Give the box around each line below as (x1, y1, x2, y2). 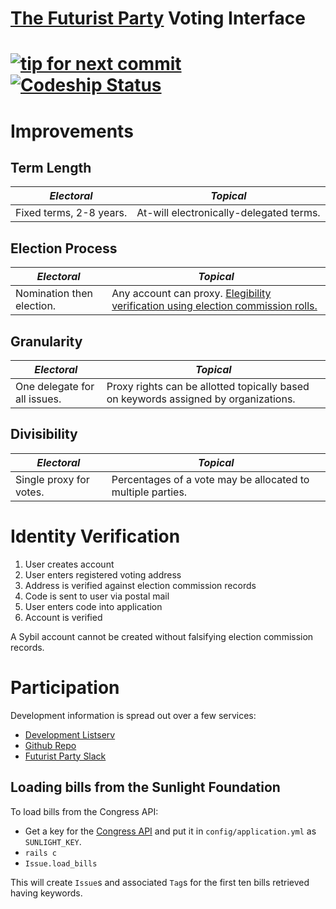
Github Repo (24, 739, 77, 751)
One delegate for (15, 380, 95, 393)
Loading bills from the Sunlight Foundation (10, 779, 281, 796)
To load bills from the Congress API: (10, 805, 159, 817)
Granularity (10, 333, 83, 350)
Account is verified (24, 611, 103, 623)
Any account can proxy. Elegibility (111, 287, 272, 301)
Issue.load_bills (24, 858, 98, 869)
